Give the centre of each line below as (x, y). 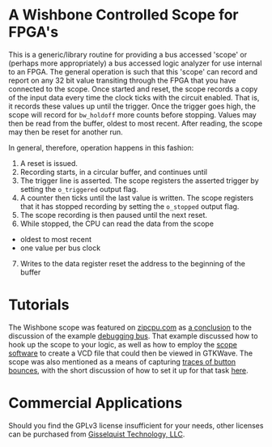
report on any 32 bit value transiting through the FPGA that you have (122, 80)
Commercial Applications (96, 403)
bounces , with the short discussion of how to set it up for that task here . (128, 370)
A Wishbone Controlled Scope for (123, 15)
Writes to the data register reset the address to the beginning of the (132, 263)
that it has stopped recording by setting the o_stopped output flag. (130, 206)
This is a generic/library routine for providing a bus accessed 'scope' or (128, 54)
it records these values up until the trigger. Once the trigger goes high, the (132, 106)
